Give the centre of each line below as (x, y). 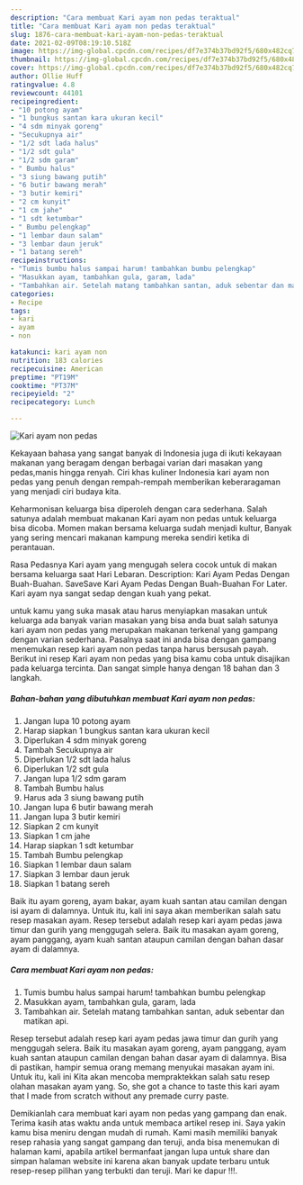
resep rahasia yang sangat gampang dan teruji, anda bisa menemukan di (145, 1142)
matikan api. (46, 1021)
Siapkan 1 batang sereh (67, 883)
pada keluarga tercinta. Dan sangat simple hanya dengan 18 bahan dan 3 (145, 668)
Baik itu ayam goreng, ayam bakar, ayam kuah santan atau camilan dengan (148, 900)
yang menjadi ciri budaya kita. (66, 491)
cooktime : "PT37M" (45, 385)
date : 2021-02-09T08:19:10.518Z (71, 43)
